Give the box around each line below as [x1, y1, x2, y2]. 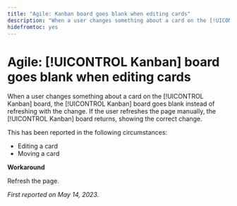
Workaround [7, 163, 45, 171]
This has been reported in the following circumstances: [7, 128, 168, 137]
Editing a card [17, 142, 59, 150]
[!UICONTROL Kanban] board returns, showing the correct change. [7, 114, 202, 123]
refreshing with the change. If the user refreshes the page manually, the [7, 107, 217, 116]
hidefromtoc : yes [7, 23, 59, 30]
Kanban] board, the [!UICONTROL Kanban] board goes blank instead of [7, 99, 215, 108]
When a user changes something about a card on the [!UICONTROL [7, 92, 205, 101]
